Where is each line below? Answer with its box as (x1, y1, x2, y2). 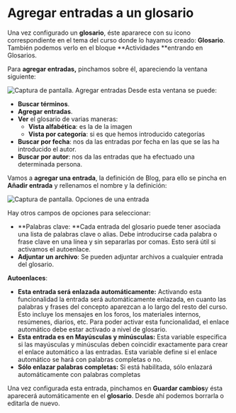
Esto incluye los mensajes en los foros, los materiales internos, (17, 310, 201, 318)
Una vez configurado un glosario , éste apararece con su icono (7, 28, 191, 37)
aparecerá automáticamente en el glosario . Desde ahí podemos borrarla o (7, 391, 225, 400)
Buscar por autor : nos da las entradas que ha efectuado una (17, 152, 195, 161)
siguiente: (7, 72, 37, 81)
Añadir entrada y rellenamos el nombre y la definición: (7, 181, 167, 189)
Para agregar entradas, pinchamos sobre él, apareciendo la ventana (7, 64, 208, 73)
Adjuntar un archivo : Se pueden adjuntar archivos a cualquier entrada (17, 252, 223, 261)
